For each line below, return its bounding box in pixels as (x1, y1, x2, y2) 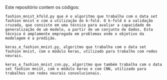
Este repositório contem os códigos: (5, 4, 80, 10)
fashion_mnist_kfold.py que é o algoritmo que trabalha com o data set (5, 14, 157, 19)
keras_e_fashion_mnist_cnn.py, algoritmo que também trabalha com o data (5, 62, 162, 67)
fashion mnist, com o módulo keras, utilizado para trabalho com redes (5, 49, 157, 54)
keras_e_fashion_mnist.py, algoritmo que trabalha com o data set (5, 44, 146, 49)
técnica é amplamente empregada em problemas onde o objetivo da (5, 31, 144, 36)
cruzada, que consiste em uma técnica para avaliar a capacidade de (5, 22, 151, 27)
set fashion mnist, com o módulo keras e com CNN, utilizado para (5, 66, 146, 71)
